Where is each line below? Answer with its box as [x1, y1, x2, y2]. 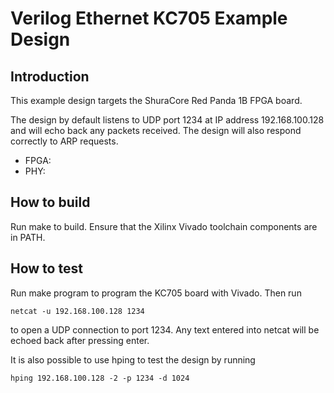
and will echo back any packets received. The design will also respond [10, 125, 302, 136]
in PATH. [10, 231, 46, 243]
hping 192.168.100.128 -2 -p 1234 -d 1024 [10, 373, 190, 383]
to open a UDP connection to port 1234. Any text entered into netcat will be [10, 323, 320, 336]
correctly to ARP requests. [10, 135, 119, 147]
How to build [10, 194, 91, 211]
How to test [10, 260, 83, 277]
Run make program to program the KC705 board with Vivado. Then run [10, 287, 302, 299]
